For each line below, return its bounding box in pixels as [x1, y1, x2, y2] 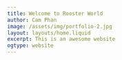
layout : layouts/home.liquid [7, 29, 91, 37]
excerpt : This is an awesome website [7, 36, 116, 43]
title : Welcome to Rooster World [7, 10, 103, 17]
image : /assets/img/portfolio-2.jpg [7, 23, 112, 30]
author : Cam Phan [7, 17, 57, 23]
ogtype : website [7, 42, 54, 49]
